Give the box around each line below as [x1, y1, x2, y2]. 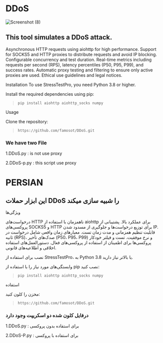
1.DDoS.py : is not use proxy [5, 150, 63, 156]
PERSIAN [5, 177, 43, 188]
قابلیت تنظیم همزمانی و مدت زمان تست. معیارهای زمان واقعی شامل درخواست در [5, 229, 156, 235]
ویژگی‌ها [5, 210, 21, 215]
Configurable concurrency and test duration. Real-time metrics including [5, 57, 152, 63]
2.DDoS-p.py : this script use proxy [5, 160, 77, 166]
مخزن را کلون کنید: [5, 291, 41, 297]
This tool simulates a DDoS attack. [5, 33, 113, 42]
